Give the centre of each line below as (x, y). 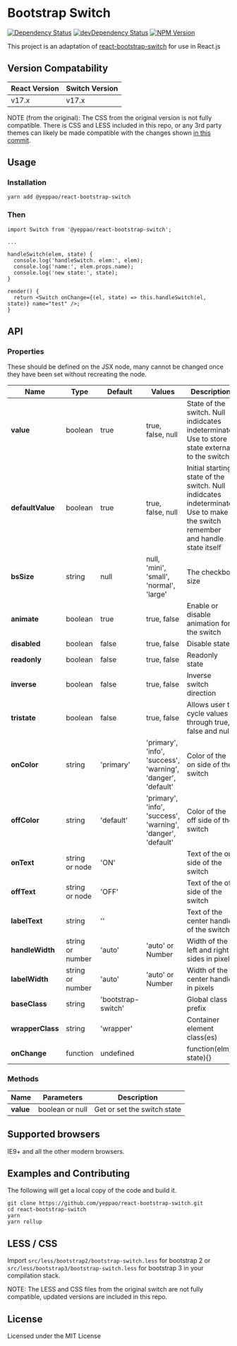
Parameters (63, 1097)
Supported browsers (54, 1134)
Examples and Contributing (69, 1173)
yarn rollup (25, 1222)
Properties (26, 352)
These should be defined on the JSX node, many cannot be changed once (115, 367)
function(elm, (209, 1049)
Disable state (208, 644)
